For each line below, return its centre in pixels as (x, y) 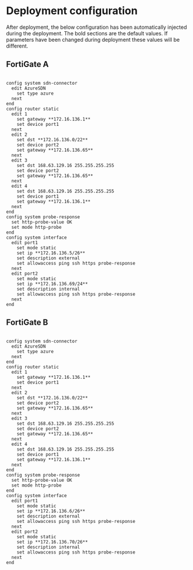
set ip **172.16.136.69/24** (52, 284)
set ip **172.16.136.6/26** (51, 511)
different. (17, 46)
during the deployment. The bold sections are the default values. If (87, 33)
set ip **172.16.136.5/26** (51, 253)
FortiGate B (27, 323)
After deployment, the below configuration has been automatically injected (96, 27)
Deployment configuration (72, 11)
